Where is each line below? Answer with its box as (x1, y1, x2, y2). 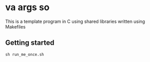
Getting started (5, 39, 55, 47)
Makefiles (5, 23, 26, 29)
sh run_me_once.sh (5, 52, 44, 57)
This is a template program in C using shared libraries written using (5, 18, 145, 24)
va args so (5, 2, 50, 13)
